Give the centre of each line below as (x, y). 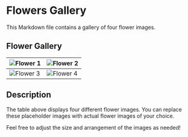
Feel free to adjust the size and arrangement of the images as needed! (93, 127)
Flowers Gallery (46, 11)
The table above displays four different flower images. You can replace (94, 109)
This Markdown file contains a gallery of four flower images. (81, 27)
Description (29, 95)
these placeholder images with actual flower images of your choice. (90, 116)
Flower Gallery (34, 46)
